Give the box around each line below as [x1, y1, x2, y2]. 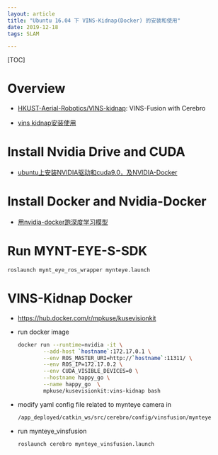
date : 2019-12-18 [7, 23, 59, 30]
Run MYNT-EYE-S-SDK [7, 243, 147, 259]
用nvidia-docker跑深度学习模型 [17, 218, 108, 227]
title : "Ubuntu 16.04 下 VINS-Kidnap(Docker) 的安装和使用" [7, 17, 181, 24]
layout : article [7, 10, 55, 18]
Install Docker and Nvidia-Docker [7, 193, 207, 210]
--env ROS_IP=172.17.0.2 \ [43, 361, 123, 369]
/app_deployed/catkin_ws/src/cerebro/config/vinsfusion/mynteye [17, 414, 212, 421]
